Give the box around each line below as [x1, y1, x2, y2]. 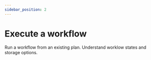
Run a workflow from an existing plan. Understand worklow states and [4, 44, 147, 50]
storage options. [4, 49, 38, 55]
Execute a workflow [4, 28, 87, 39]
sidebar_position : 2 [4, 7, 47, 12]
